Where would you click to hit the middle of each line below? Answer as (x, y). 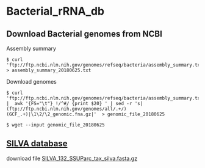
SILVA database (37, 144)
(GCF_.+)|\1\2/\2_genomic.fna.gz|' (52, 114)
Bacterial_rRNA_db (56, 11)
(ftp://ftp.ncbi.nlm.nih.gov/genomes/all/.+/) (67, 109)
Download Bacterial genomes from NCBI (85, 34)
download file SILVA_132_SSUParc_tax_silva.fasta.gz (72, 158)
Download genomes (31, 82)
